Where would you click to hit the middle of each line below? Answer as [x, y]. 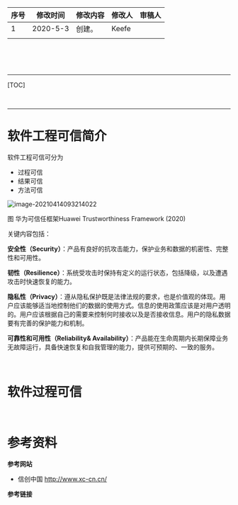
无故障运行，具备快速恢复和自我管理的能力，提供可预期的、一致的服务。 [113, 347]
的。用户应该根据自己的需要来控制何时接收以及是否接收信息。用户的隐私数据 [119, 314]
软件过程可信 [45, 392]
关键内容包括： [29, 234]
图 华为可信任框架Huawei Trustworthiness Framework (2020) [97, 218]
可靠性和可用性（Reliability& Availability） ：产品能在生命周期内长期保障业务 [118, 338]
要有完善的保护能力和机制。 [48, 323]
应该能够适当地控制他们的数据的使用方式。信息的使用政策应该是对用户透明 [122, 305]
